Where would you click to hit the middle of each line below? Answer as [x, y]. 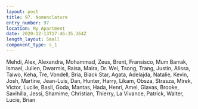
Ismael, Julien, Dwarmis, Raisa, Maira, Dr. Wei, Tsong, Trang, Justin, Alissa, [98, 68]
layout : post [22, 12]
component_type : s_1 [32, 45]
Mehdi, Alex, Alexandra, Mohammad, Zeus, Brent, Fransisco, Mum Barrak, [97, 62]
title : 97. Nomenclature [37, 17]
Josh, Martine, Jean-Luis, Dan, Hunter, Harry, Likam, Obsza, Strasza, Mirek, [99, 80]
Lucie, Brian [21, 99]
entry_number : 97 [28, 23]
